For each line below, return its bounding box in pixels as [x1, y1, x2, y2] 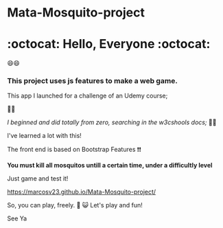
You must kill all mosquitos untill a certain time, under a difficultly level [7, 161, 213, 170]
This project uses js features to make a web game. [7, 76, 178, 86]
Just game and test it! [7, 174, 69, 183]
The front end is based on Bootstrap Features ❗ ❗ [7, 146, 142, 154]
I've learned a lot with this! [7, 132, 82, 140]
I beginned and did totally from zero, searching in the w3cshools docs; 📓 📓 [7, 118, 217, 126]
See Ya [7, 214, 27, 223]
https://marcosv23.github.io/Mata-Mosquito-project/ [7, 187, 156, 196]
